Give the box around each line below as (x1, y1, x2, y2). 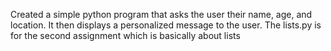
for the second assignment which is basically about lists (10, 30, 241, 41)
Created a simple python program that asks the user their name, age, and (10, 9, 313, 20)
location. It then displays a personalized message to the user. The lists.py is (10, 19, 322, 31)
